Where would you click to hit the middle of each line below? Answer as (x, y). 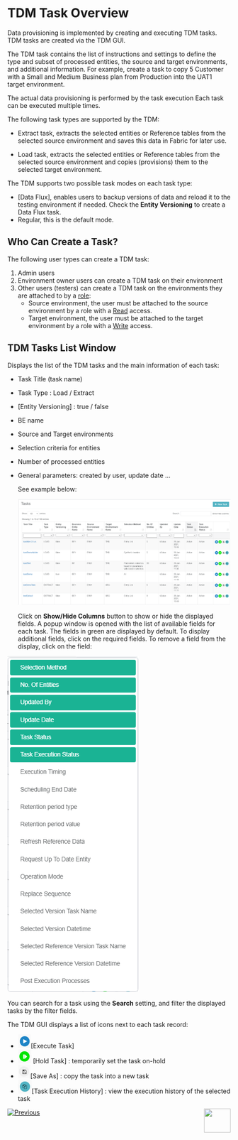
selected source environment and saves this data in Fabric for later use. (122, 141)
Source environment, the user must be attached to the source (118, 303)
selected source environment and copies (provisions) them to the (113, 162)
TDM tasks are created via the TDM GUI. (67, 40)
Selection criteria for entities (59, 447)
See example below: (47, 489)
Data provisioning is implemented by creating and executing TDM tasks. (112, 33)
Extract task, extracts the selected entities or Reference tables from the (122, 133)
